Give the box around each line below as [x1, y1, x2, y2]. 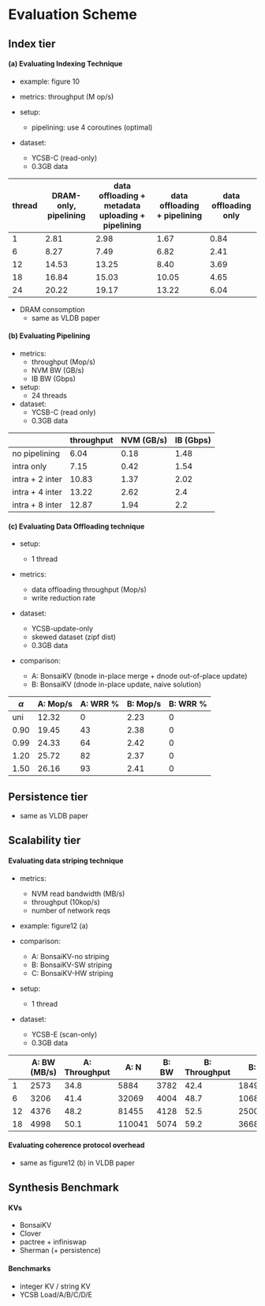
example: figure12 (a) [19, 920, 88, 930]
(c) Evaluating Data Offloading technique [8, 521, 145, 531]
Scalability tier [8, 834, 81, 847]
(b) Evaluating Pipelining [8, 331, 91, 341]
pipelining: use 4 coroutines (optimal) [31, 122, 153, 132]
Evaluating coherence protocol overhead [8, 1140, 145, 1150]
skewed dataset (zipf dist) [31, 632, 117, 642]
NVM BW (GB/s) [31, 365, 84, 374]
